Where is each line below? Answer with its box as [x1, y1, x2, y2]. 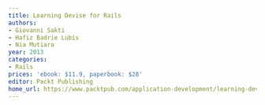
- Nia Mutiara [8, 41, 55, 49]
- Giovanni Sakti [8, 26, 65, 34]
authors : [8, 19, 37, 27]
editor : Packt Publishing [8, 77, 93, 85]
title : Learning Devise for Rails [8, 11, 122, 20]
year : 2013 [8, 48, 44, 56]
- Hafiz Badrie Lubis [8, 33, 80, 42]
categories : [8, 56, 47, 64]
